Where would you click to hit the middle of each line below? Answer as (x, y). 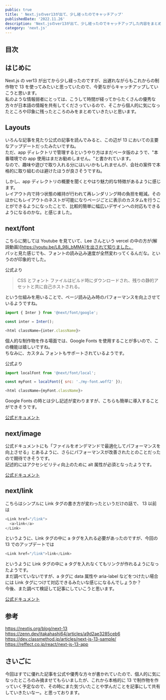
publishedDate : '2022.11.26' (35, 19)
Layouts (18, 127)
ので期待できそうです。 (29, 458)
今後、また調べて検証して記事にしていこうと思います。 (61, 589)
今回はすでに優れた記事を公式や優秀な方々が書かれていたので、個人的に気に (83, 674)
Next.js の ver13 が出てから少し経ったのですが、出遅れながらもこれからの (80, 81)
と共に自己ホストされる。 (56, 286)
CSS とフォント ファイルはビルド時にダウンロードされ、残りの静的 (86, 280)
